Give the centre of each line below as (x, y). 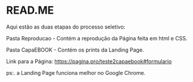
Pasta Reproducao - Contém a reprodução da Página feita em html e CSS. (97, 38)
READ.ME (30, 10)
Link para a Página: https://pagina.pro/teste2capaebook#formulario (89, 61)
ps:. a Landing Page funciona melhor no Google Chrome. (76, 72)
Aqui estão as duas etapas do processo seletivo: (66, 27)
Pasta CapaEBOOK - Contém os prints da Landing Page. (75, 50)
